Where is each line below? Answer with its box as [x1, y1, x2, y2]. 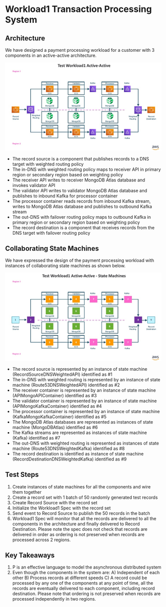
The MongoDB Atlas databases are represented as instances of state [12, 419, 154, 425]
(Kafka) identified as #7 [12, 435, 60, 441]
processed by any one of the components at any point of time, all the [12, 580, 154, 586]
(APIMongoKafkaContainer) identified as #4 [12, 403, 102, 409]
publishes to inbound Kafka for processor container [12, 193, 118, 199]
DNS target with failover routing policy [12, 230, 91, 236]
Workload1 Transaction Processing [5, 3, 152, 15]
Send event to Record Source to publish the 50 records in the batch [12, 510, 150, 516]
